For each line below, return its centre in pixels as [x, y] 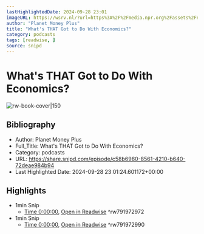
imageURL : [19, 18]
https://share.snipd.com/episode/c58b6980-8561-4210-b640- [107, 159]
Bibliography [31, 125]
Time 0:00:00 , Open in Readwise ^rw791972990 [84, 225]
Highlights [26, 191]
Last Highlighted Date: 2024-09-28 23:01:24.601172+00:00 [89, 171]
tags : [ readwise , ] [31, 40]
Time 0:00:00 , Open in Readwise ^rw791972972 [84, 212]
